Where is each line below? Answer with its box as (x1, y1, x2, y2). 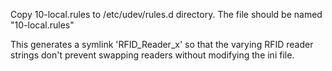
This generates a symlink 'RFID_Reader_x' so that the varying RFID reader (10, 39, 314, 50)
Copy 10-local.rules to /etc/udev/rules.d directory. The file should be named (10, 9, 323, 20)
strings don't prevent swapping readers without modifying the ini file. (10, 49, 295, 61)
